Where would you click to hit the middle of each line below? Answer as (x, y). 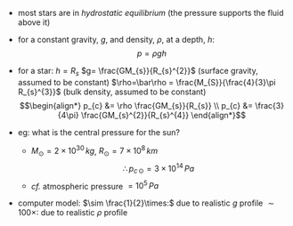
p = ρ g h (152, 53)
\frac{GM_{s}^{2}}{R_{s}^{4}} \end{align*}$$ (163, 115)
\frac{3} (270, 105)
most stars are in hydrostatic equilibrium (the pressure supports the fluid (151, 13)
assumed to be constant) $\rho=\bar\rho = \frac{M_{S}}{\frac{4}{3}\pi (146, 82)
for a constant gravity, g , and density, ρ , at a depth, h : (116, 40)
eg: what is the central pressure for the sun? (99, 132)
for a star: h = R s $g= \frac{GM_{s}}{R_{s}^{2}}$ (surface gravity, (138, 72)
